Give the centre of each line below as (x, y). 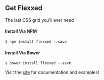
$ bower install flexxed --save (38, 63)
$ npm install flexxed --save (36, 42)
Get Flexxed (24, 8)
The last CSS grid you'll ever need (39, 20)
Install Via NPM (21, 31)
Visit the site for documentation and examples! (52, 72)
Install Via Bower (23, 53)
